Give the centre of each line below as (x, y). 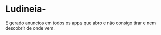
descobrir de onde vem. (30, 28)
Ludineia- (26, 9)
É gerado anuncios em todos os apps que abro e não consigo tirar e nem (81, 23)
